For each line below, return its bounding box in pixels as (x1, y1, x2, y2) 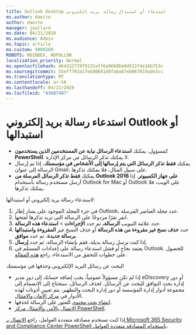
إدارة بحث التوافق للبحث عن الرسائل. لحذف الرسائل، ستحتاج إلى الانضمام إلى (14, 279, 184, 287)
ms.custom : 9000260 (6, 47, 54, 53)
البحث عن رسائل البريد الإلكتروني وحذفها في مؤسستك (6, 262, 124, 269)
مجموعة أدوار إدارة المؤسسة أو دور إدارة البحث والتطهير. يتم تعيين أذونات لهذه (14, 286, 185, 293)
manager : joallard (6, 25, 51, 31)
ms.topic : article (6, 42, 51, 47)
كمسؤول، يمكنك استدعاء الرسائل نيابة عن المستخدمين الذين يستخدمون (14, 147, 169, 154)
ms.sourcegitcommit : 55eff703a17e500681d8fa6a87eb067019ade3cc (6, 69, 164, 74)
